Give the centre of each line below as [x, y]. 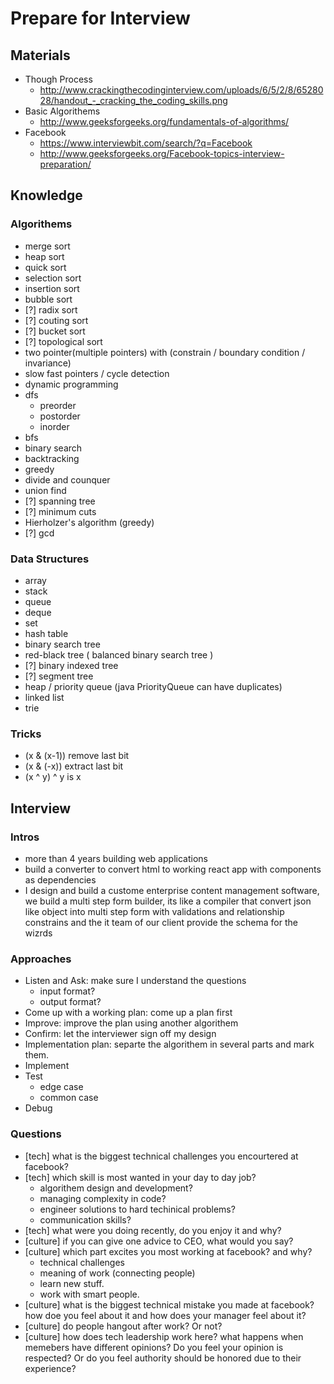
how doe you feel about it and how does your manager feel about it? [165, 1315]
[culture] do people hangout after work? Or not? [123, 1326]
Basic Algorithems [62, 111]
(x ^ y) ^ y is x [53, 777]
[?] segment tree [59, 676]
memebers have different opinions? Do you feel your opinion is [154, 1347]
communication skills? [85, 1219]
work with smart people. [89, 1294]
